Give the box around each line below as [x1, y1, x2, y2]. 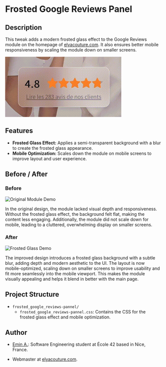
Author [5, 328, 27, 337]
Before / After [5, 170, 48, 179]
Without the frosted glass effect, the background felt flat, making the [5, 211, 145, 217]
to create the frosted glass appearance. [12, 145, 93, 151]
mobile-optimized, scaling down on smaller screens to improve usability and [5, 265, 160, 271]
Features [5, 126, 33, 135]
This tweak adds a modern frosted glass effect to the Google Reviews [5, 36, 147, 42]
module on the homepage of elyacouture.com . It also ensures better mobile [5, 42, 159, 48]
